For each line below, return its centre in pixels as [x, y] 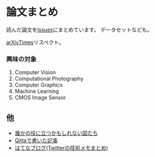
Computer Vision [35, 72]
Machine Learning [37, 91]
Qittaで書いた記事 [36, 140]
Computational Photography [49, 79]
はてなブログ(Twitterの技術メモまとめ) [61, 148]
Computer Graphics [39, 85]
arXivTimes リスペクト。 [35, 42]
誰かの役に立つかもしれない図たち [56, 133]
